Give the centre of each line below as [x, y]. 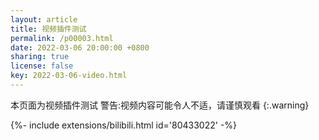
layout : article [44, 19]
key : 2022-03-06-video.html [69, 76]
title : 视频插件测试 [48, 29]
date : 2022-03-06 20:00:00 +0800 [80, 47]
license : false [42, 66]
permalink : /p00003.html [62, 38]
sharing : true [40, 57]
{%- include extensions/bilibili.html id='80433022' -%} [124, 125]
